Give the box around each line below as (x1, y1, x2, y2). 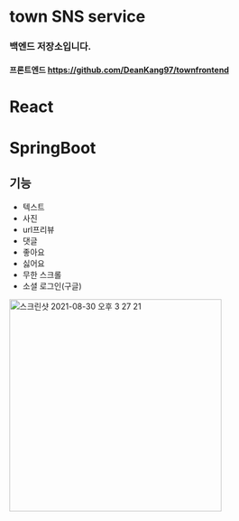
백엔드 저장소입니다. (9, 41, 92, 53)
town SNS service (9, 6, 146, 27)
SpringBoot (9, 138, 97, 159)
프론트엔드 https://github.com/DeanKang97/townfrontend (9, 64, 230, 75)
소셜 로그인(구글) (22, 280, 83, 291)
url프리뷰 (22, 224, 55, 235)
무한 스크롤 (22, 269, 62, 280)
